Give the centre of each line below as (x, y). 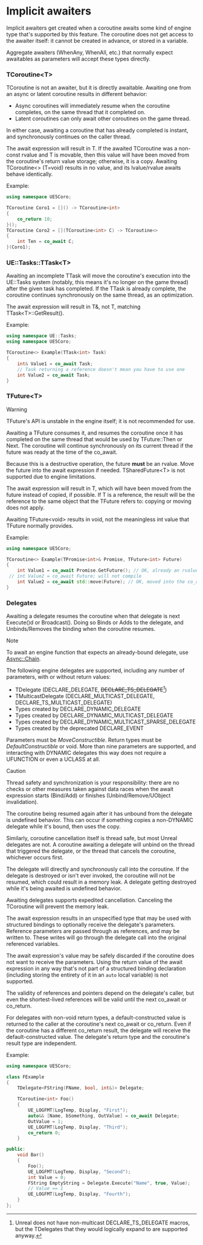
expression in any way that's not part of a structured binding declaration (96, 968)
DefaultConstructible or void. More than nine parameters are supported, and (101, 746)
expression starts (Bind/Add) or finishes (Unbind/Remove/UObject (89, 795)
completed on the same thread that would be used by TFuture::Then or (94, 439)
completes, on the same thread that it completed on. (80, 112)
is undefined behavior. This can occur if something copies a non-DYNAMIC (100, 820)
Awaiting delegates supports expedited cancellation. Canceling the (89, 900)
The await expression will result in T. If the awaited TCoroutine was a (92, 149)
